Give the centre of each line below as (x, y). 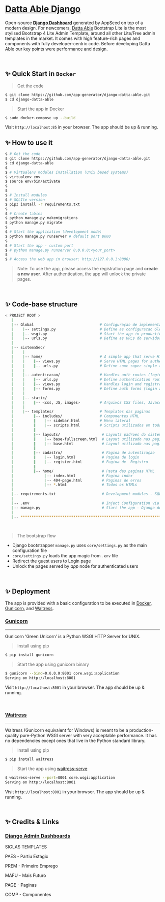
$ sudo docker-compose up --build (41, 118)
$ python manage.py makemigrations (41, 218)
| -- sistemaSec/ (28, 348)
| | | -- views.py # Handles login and (76, 384)
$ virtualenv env (23, 177)
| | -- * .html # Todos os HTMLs (74, 485)
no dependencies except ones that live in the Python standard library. (75, 741)
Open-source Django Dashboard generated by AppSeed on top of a (74, 23)
